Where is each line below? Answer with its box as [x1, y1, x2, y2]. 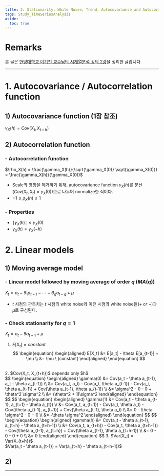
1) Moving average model [5, 264, 83, 272]
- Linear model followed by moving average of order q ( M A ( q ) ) [5, 278, 155, 285]
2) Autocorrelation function [5, 141, 90, 149]
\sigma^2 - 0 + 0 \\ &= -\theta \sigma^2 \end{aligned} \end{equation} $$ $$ [5, 412, 157, 418]
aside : [5, 16, 19, 21]
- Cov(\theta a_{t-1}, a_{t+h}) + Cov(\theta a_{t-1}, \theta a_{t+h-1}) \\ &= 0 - [5, 427, 157, 433]
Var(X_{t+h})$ [5, 438, 33, 444]
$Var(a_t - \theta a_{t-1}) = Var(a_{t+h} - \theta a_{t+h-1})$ [5, 443, 122, 449]
